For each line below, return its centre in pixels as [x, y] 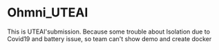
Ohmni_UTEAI [48, 13]
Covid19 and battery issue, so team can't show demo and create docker [109, 38]
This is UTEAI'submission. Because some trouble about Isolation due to [109, 32]
